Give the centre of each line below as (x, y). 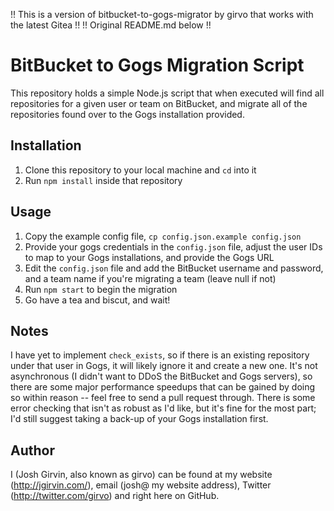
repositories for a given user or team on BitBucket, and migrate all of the (159, 103)
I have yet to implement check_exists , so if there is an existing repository (160, 355)
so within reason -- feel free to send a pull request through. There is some (163, 398)
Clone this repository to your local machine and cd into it (140, 170)
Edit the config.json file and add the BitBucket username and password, (174, 268)
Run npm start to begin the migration (101, 289)
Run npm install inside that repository (103, 180)
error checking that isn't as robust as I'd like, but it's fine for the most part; (163, 408)
